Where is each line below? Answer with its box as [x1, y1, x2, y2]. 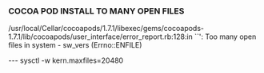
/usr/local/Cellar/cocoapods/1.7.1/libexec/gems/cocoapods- [8, 24, 205, 33]
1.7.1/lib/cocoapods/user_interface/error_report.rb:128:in [8, 32, 194, 41]
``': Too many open [194, 32, 257, 41]
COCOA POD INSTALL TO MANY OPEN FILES [8, 6, 185, 17]
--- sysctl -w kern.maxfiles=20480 [8, 56, 124, 65]
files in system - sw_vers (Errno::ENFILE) [8, 40, 142, 50]
